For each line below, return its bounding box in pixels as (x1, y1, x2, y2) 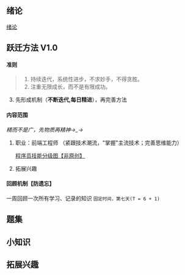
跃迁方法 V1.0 (6, 43, 58, 53)
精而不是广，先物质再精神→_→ (6, 126, 84, 133)
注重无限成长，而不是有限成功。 (30, 83, 111, 90)
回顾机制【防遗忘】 (6, 180, 55, 187)
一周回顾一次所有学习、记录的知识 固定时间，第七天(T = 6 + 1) (6, 195, 160, 202)
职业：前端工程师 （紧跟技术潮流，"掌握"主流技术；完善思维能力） (15, 139, 183, 146)
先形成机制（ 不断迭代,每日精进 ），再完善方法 (15, 96, 127, 104)
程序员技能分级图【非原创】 (15, 152, 85, 159)
